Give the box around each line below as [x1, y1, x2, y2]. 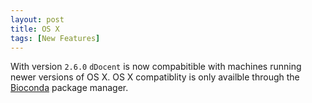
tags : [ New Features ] [10, 33, 101, 43]
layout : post [10, 14, 65, 25]
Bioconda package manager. [10, 82, 129, 94]
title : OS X [10, 24, 60, 34]
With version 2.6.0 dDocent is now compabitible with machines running [10, 61, 302, 73]
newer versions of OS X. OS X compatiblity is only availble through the [10, 71, 300, 83]
